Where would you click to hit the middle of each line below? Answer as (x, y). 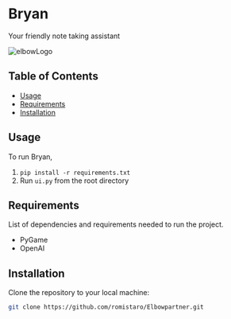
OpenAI (32, 248)
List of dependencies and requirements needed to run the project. (116, 224)
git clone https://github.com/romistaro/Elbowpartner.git (106, 307)
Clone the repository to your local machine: (79, 293)
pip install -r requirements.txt (75, 173)
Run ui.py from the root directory (74, 181)
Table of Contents (54, 76)
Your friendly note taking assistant (64, 36)
